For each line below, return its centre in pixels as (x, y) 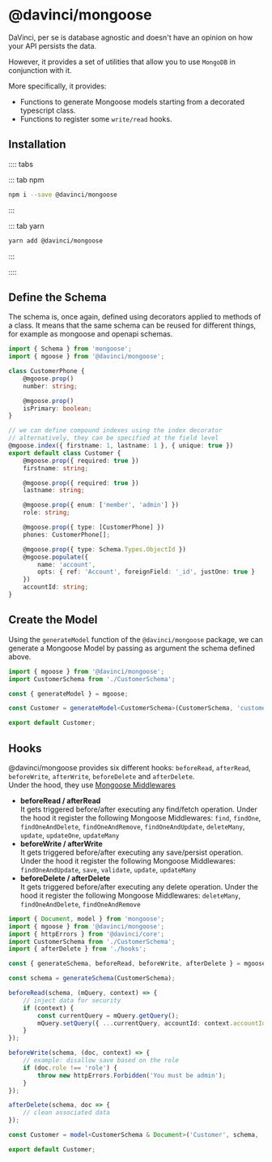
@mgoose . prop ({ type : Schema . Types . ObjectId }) (104, 549)
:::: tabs (21, 164)
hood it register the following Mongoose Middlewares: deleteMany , (130, 895)
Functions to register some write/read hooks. (96, 118)
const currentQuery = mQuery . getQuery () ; (108, 1015)
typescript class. (48, 110)
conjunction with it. (40, 70)
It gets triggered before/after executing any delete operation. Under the (139, 886)
